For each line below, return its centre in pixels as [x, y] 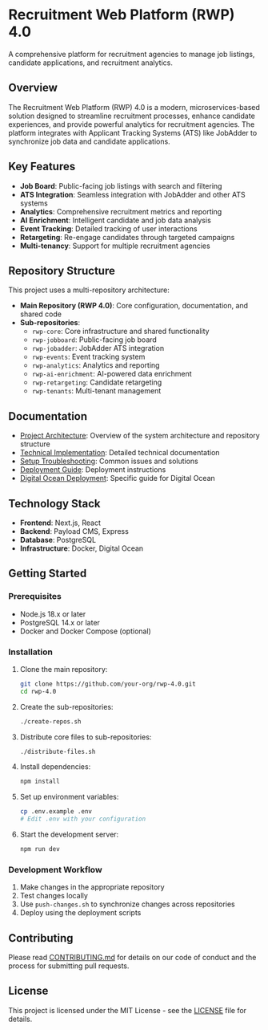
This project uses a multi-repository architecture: [89, 290]
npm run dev [40, 849]
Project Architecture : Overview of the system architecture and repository [140, 436]
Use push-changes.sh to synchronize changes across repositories [127, 904]
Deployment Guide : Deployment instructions [93, 470]
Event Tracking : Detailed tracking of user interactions [108, 228]
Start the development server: [69, 835]
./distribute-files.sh [58, 751]
